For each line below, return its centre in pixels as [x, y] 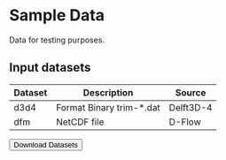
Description [108, 92]
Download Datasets [46, 145]
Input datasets [50, 68]
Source [191, 92]
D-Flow [185, 122]
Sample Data [57, 15]
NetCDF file [80, 122]
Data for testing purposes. [57, 40]
